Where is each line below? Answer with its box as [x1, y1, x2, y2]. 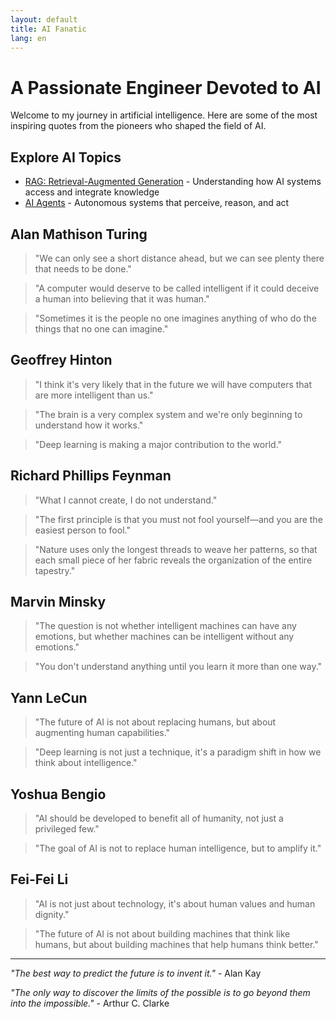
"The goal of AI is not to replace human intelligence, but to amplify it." [34, 842, 322, 854]
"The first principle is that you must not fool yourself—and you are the [34, 513, 323, 525]
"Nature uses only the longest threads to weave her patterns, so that [34, 543, 318, 555]
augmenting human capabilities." [34, 727, 171, 739]
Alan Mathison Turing [10, 226, 148, 243]
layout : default [10, 14, 78, 25]
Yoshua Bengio [10, 786, 107, 803]
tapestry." [34, 564, 76, 576]
